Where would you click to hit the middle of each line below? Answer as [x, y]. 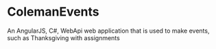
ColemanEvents [53, 12]
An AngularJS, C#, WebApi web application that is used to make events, [108, 31]
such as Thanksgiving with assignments [63, 37]
